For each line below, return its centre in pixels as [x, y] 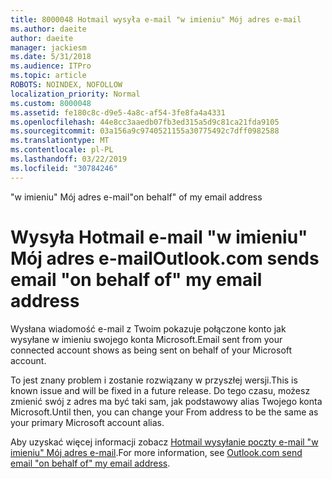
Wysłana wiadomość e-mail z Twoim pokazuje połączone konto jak [148, 328]
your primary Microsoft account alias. [87, 422]
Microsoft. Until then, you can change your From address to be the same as [164, 412]
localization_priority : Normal [75, 94]
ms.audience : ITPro [51, 66]
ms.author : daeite [48, 29]
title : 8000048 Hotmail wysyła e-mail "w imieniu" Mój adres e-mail [156, 19]
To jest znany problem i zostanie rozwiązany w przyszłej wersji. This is [154, 380]
